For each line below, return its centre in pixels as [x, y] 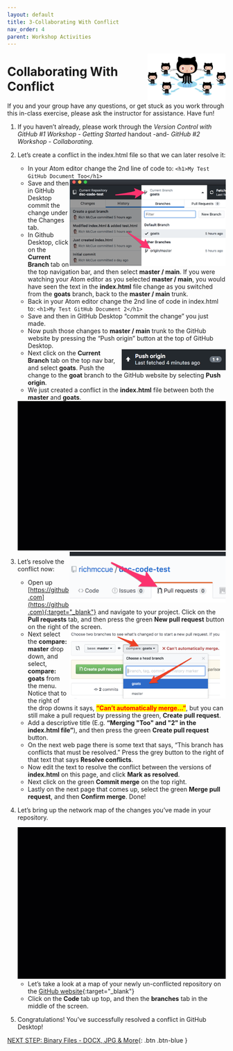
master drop [45, 649]
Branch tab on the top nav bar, [71, 361]
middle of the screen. [58, 1006]
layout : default [31, 15]
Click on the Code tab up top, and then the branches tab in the [118, 998]
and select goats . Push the [66, 368]
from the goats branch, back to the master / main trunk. [108, 294]
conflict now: [36, 569]
